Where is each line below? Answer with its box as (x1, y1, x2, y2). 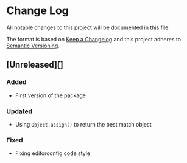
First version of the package (15, 92, 86, 99)
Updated (6, 107, 32, 116)
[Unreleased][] (6, 60, 64, 70)
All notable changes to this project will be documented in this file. (6, 24, 171, 31)
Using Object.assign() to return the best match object (15, 120, 152, 128)
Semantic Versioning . (6, 42, 60, 49)
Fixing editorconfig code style (15, 150, 90, 157)
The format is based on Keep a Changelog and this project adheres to (6, 35, 182, 43)
